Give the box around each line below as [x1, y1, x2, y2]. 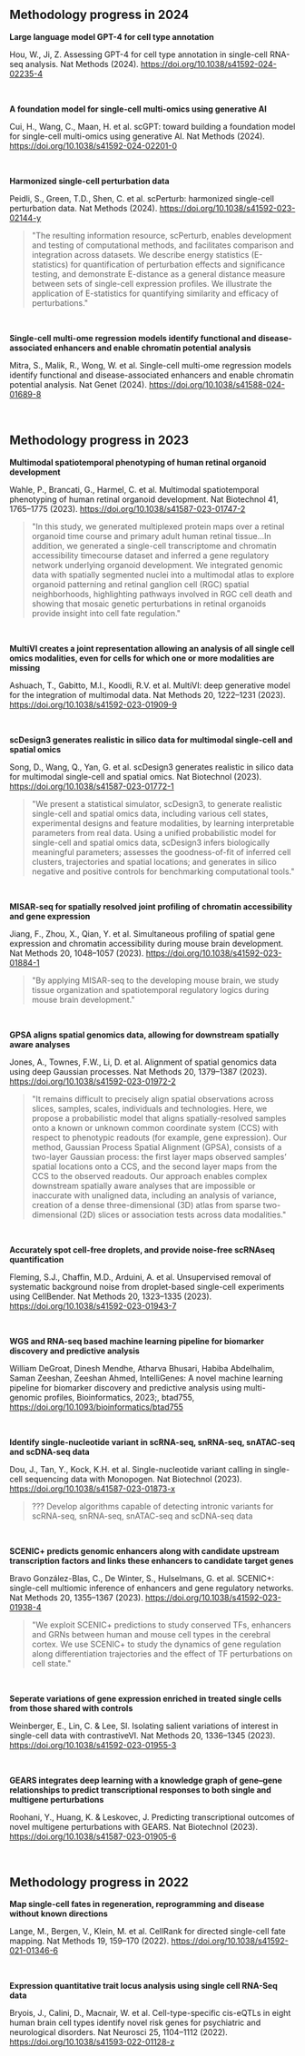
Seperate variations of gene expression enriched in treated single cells [9, 1693, 282, 1704]
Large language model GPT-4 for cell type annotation [9, 31, 215, 42]
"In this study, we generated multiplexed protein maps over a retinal [31, 521, 285, 532]
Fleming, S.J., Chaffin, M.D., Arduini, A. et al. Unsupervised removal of [9, 1271, 271, 1283]
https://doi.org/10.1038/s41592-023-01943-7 [9, 1300, 177, 1311]
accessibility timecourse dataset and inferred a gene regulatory [31, 549, 270, 561]
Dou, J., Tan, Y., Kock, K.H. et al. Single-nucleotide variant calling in [9, 1463, 262, 1474]
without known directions [9, 1908, 109, 1919]
